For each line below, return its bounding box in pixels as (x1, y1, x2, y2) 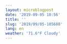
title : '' (5, 17, 27, 22)
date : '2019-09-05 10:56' (5, 12, 60, 17)
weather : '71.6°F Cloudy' (5, 31, 60, 36)
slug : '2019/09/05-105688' (5, 21, 63, 27)
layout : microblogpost (5, 7, 54, 13)
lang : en (5, 26, 24, 31)
